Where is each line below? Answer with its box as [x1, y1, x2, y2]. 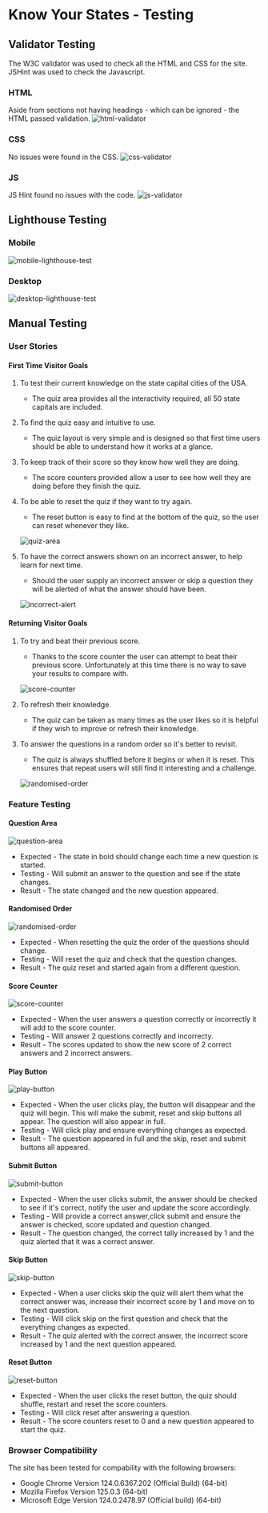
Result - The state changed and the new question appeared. [19, 886, 218, 895]
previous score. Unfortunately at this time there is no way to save [31, 660, 246, 670]
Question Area [8, 819, 58, 828]
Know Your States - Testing [8, 6, 194, 24]
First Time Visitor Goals [8, 360, 89, 370]
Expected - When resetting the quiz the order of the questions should [19, 937, 250, 947]
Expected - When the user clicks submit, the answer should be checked [19, 1194, 258, 1203]
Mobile [8, 238, 36, 249]
